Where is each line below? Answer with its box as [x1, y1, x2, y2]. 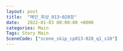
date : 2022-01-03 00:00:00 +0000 [6, 19, 94, 25]
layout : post [6, 8, 38, 15]
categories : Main [6, 25, 49, 31]
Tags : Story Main [6, 30, 49, 36]
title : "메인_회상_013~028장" [6, 14, 77, 20]
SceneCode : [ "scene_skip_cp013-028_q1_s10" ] [6, 36, 118, 42]
